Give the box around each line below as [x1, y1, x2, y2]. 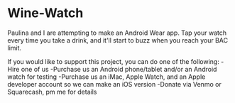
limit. [7, 43, 22, 52]
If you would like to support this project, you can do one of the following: [7, 57, 220, 65]
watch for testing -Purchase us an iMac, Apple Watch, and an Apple [7, 72, 206, 81]
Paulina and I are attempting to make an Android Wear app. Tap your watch [7, 28, 227, 37]
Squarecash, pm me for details [7, 87, 97, 96]
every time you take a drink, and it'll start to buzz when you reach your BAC [7, 36, 229, 44]
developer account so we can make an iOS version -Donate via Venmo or [7, 80, 222, 88]
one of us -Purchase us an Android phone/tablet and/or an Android [21, 65, 217, 73]
